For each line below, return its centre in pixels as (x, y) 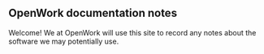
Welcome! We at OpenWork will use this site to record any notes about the (132, 32)
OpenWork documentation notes (93, 13)
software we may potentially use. (64, 41)
